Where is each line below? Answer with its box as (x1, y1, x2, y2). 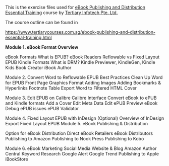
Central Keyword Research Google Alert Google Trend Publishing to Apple (5, 151, 159, 156)
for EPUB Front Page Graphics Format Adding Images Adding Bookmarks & (5, 80, 161, 86)
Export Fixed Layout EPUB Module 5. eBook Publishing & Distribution (5, 121, 148, 126)
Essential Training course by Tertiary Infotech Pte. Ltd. (5, 10, 118, 16)
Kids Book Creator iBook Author (5, 65, 72, 70)
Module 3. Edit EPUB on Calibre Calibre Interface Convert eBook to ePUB (5, 95, 157, 101)
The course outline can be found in (5, 20, 78, 25)
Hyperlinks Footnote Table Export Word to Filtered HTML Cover (5, 85, 137, 91)
